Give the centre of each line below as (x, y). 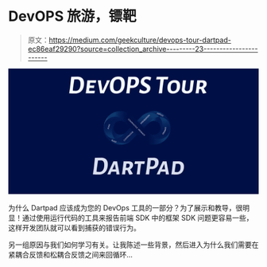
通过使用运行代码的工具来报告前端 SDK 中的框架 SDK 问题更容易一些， (137, 218)
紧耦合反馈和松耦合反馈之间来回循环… (71, 254)
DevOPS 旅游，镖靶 (72, 16)
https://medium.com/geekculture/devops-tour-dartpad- (140, 40)
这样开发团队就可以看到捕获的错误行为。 (74, 227)
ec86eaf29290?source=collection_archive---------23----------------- (143, 49)
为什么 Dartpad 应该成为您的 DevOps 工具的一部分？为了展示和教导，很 (126, 207)
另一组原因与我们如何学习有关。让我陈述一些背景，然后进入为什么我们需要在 (133, 245)
